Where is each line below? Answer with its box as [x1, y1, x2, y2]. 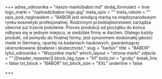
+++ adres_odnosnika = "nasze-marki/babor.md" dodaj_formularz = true [5, 4, 150, 10]
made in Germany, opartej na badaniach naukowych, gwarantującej [5, 40, 139, 45]
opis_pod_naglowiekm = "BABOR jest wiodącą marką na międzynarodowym [5, 14, 156, 20]
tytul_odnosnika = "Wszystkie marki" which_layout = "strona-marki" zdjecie [5, 50, 156, 56]
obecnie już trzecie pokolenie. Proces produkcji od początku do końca [5, 25, 145, 30]
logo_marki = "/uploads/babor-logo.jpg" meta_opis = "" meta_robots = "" [5, 9, 151, 15]
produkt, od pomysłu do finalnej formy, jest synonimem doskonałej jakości [5, 35, 153, 40]
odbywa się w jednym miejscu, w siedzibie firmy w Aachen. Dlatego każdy [5, 30, 153, 35]
